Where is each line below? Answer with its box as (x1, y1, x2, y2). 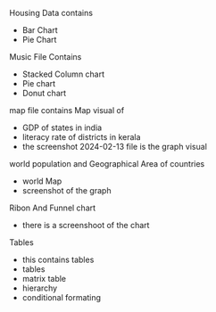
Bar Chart (21, 25, 58, 35)
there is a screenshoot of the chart (21, 220, 150, 230)
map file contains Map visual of (9, 105, 125, 115)
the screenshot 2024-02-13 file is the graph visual (21, 142, 208, 152)
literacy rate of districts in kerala (21, 132, 141, 142)
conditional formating (21, 292, 101, 302)
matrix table (21, 274, 67, 283)
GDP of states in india (21, 122, 103, 133)
